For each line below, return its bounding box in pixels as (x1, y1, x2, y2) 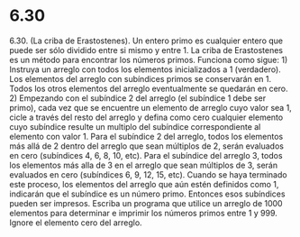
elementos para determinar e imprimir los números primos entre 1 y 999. (9, 207, 277, 218)
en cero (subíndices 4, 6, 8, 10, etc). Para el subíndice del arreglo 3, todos (9, 150, 283, 160)
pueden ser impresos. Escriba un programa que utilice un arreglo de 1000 (9, 197, 283, 208)
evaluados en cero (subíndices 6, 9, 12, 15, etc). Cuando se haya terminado (9, 169, 287, 180)
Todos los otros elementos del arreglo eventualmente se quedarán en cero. (9, 83, 288, 94)
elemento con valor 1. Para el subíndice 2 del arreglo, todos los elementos (9, 131, 284, 141)
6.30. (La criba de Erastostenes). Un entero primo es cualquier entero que (9, 35, 284, 46)
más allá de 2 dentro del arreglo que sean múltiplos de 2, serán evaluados (9, 141, 284, 151)
